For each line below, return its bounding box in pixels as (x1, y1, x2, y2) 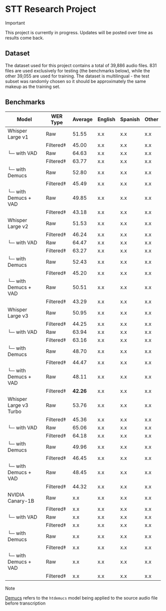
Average (72, 116, 93, 123)
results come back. (5, 35, 44, 41)
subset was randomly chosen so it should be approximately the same (5, 78, 146, 84)
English (97, 116, 116, 123)
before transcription (5, 600, 46, 606)
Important (5, 20, 25, 26)
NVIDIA (7, 491, 25, 498)
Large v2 (7, 223, 29, 229)
